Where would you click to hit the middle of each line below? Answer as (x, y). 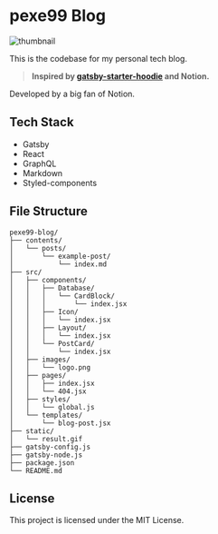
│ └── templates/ (46, 415)
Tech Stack (42, 122)
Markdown (43, 173)
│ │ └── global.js (52, 407)
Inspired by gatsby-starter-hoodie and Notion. (120, 76)
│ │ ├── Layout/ (48, 328)
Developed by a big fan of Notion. (72, 94)
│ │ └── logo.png (50, 367)
